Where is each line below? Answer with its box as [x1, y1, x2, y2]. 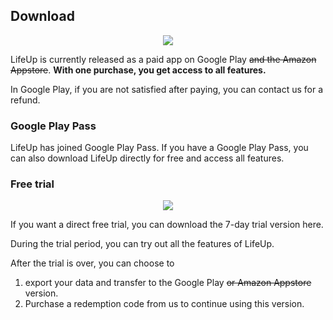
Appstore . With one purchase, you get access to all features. [10, 64, 267, 76]
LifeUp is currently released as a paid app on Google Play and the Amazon [10, 53, 317, 65]
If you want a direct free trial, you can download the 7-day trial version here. [10, 219, 324, 231]
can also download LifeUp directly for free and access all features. [10, 152, 285, 164]
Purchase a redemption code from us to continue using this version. [24, 298, 305, 310]
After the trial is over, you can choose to [10, 257, 175, 269]
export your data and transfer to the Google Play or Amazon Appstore [24, 277, 312, 289]
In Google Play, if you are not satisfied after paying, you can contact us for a [10, 83, 324, 95]
